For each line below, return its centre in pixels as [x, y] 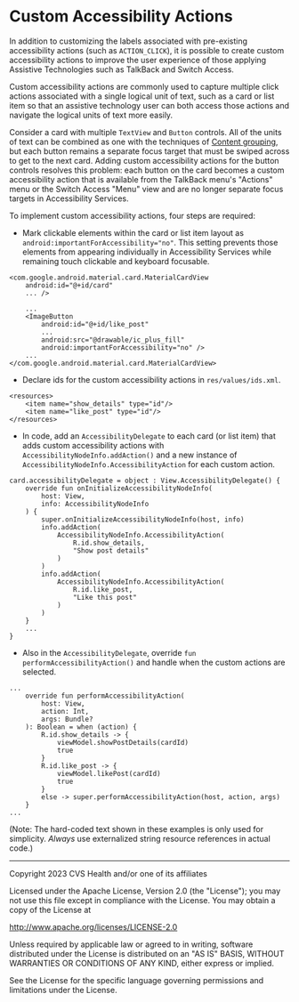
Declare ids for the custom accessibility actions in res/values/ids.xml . [151, 379]
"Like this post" [105, 597]
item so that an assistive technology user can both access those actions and [149, 105]
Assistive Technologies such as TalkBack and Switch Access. [121, 69]
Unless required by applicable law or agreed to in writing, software [131, 944]
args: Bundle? [67, 719]
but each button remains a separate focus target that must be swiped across [149, 151]
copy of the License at [50, 909]
